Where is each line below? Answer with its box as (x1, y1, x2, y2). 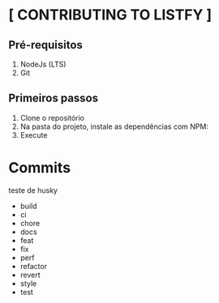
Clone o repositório (19, 113, 85, 122)
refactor (19, 261, 47, 271)
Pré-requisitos (8, 38, 84, 52)
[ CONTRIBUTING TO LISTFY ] (8, 6, 213, 24)
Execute (19, 130, 48, 139)
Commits (8, 159, 71, 177)
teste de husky (8, 185, 58, 195)
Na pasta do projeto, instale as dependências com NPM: (19, 122, 209, 131)
